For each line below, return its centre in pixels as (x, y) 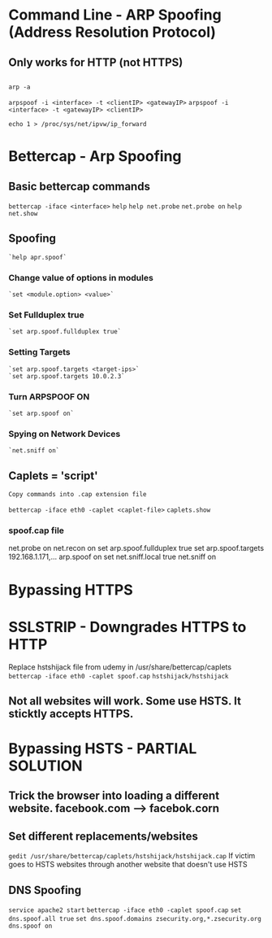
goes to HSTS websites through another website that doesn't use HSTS (128, 865)
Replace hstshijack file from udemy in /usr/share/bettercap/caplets (120, 667)
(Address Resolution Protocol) (112, 32)
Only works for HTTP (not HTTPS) (96, 62)
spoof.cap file (37, 530)
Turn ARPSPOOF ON (49, 396)
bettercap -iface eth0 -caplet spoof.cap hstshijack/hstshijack (119, 676)
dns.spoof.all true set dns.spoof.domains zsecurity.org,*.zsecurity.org (135, 919)
